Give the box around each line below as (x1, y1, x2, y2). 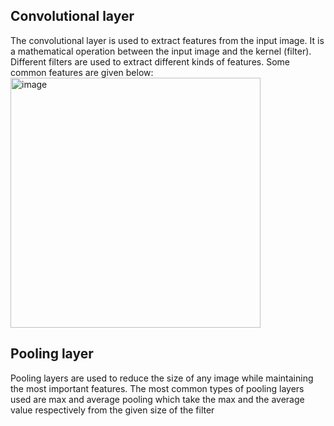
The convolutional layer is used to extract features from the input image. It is (10, 34, 325, 46)
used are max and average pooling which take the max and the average (10, 393, 305, 405)
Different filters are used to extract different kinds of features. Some (10, 55, 290, 68)
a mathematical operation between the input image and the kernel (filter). (10, 45, 312, 57)
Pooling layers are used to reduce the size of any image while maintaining (10, 372, 314, 384)
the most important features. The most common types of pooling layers (10, 382, 305, 394)
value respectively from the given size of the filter (10, 404, 215, 416)
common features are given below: (10, 66, 154, 78)
